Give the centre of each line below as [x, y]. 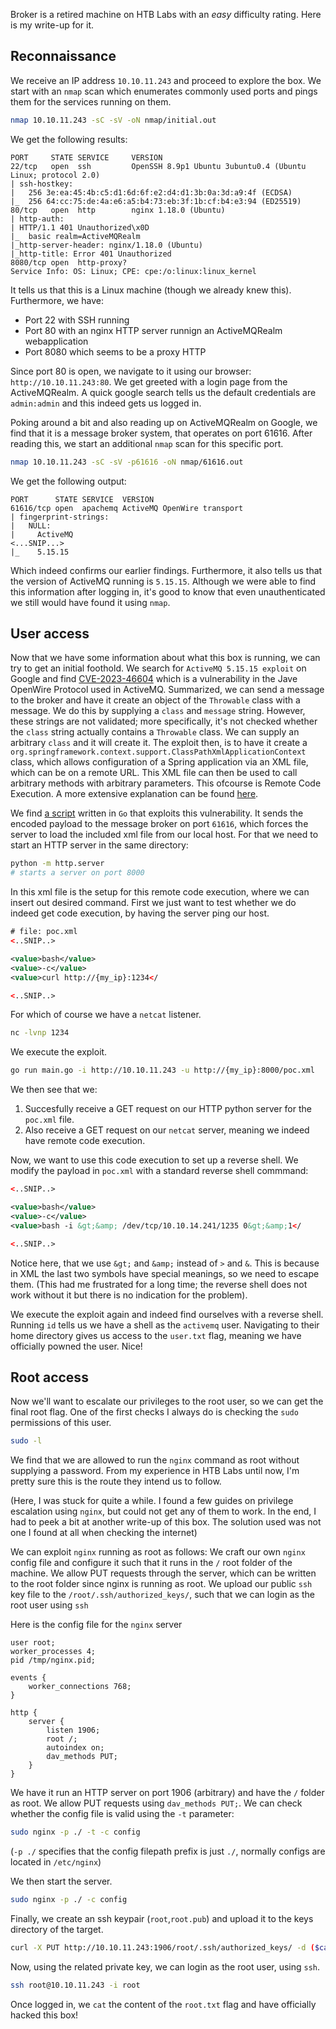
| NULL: [31, 525]
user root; [33, 1643]
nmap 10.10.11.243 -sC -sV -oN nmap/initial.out [113, 120]
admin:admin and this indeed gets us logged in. [106, 403]
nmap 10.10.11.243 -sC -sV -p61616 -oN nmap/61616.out [127, 462]
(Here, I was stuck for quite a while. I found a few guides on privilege [152, 1501]
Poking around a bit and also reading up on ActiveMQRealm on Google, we [164, 422]
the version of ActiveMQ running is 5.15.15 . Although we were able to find [163, 581]
